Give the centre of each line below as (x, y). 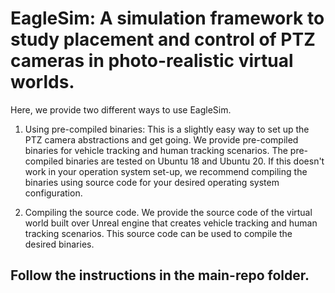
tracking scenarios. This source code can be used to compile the (158, 233)
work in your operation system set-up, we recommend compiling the (166, 171)
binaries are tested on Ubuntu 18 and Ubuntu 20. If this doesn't (195, 161)
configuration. (53, 193)
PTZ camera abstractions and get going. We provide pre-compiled (161, 139)
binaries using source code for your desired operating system (152, 182)
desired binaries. (59, 244)
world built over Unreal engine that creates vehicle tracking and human (171, 223)
